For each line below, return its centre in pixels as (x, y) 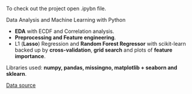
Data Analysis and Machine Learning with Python (66, 20)
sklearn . (16, 74)
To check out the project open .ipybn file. (56, 9)
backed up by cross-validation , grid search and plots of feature (93, 50)
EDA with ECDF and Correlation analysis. (64, 31)
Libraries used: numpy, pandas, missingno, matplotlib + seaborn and (92, 68)
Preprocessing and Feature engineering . (65, 37)
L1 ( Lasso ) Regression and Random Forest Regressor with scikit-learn (100, 44)
